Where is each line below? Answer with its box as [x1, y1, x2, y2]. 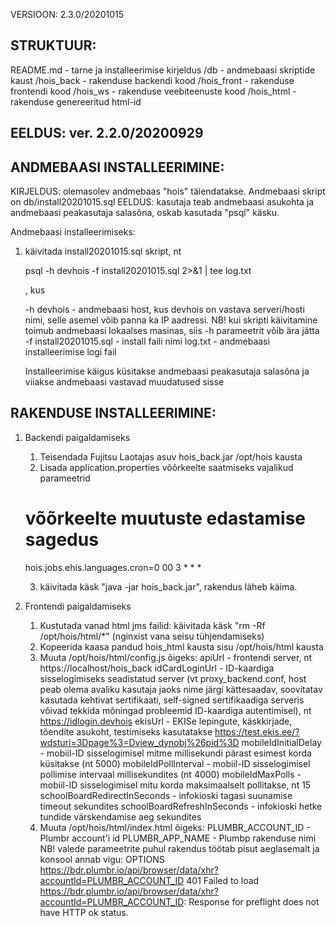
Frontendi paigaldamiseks [24, 600, 132, 612]
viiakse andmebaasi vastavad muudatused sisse [24, 376, 225, 388]
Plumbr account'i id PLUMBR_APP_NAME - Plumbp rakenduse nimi [39, 832, 317, 844]
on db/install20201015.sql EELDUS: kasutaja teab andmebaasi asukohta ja [10, 196, 315, 208]
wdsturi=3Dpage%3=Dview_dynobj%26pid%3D [39, 736, 240, 748]
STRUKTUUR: [10, 37, 97, 54]
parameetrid [39, 472, 91, 484]
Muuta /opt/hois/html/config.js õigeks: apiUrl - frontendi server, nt [39, 651, 313, 663]
